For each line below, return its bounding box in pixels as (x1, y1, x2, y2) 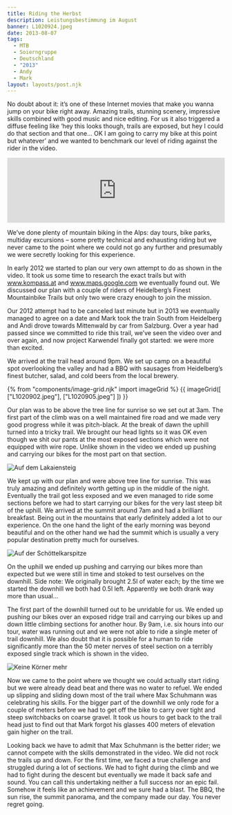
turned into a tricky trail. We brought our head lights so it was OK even (7, 428, 207, 436)
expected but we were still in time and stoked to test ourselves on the (7, 570, 205, 578)
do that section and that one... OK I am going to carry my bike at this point (7, 129, 217, 138)
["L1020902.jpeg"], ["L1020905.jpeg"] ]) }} (7, 393, 128, 401)
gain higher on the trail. (7, 728, 74, 736)
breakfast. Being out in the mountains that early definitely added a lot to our (7, 514, 222, 522)
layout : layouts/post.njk (7, 81, 81, 88)
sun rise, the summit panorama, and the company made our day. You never (7, 793, 221, 801)
